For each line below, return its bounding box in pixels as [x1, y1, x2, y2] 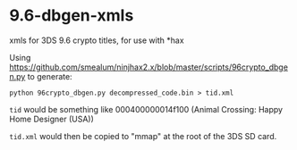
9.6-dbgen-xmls [9, 5, 134, 26]
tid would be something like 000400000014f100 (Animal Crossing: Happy [9, 104, 284, 114]
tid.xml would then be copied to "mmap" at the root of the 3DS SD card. [9, 130, 277, 141]
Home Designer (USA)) [9, 113, 94, 124]
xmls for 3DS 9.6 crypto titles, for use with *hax [9, 35, 185, 46]
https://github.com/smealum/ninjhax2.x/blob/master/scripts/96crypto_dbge [9, 62, 289, 72]
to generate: [27, 71, 73, 81]
